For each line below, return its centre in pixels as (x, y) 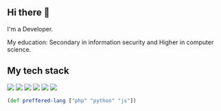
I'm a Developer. (30, 29)
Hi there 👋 (28, 13)
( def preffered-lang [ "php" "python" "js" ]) (72, 100)
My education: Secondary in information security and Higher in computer (110, 42)
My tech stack (38, 71)
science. (19, 49)
